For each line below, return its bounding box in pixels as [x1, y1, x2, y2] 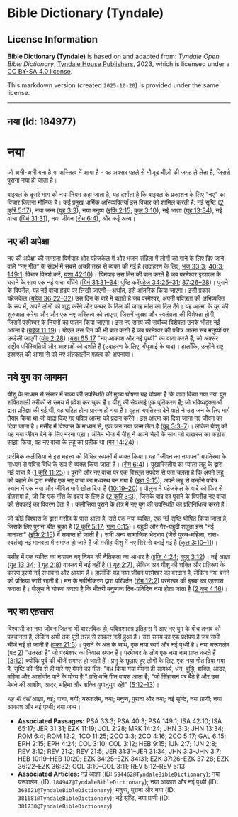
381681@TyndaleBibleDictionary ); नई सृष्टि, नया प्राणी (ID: [17, 794, 170, 802]
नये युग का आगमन [7, 371, 67, 383]
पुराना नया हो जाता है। [7, 176, 57, 185]
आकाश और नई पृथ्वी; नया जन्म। [7, 702, 81, 711]
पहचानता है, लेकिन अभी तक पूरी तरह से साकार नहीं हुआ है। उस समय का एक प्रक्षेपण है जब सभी [7, 632, 220, 641]
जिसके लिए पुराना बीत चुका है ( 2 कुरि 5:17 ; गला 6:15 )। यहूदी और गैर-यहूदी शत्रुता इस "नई [7, 522, 214, 531]
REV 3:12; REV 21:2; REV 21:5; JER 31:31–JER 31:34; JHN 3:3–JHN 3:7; [17, 747, 222, 755]
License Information [7, 33, 98, 45]
